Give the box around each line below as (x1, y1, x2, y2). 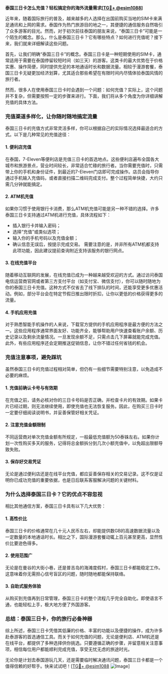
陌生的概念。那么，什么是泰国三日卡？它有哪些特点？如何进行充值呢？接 (9, 35, 158, 40)
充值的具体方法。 (5, 100, 40, 105)
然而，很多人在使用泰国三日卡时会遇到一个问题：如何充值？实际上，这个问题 (5, 87, 163, 93)
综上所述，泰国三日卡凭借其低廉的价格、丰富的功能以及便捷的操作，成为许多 (5, 627, 163, 633)
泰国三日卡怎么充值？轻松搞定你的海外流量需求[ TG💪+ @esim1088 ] (5, 5, 143, 11)
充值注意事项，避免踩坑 (5, 354, 61, 361)
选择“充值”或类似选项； (12, 229, 61, 235)
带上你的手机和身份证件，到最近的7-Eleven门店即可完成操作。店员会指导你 (5, 169, 159, 175)
